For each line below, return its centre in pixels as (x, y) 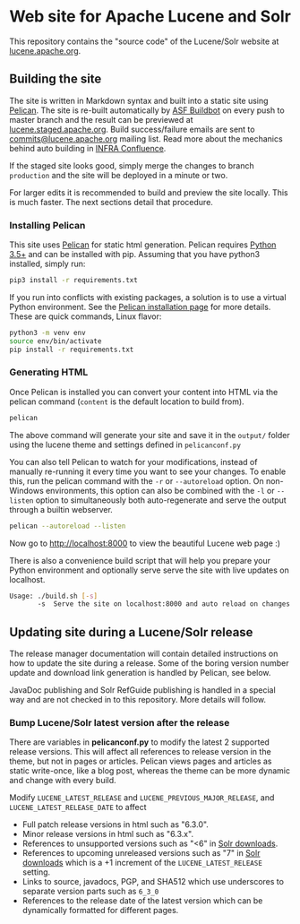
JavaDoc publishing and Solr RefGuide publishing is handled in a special (142, 690)
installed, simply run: (47, 264)
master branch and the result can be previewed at (101, 119)
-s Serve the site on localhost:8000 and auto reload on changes (164, 604)
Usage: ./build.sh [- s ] (54, 596)
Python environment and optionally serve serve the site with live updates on (149, 570)
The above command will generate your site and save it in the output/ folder (150, 435)
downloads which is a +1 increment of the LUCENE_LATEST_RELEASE (142, 863)
